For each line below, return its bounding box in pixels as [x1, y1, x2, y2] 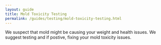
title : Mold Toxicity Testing [5, 12, 67, 16]
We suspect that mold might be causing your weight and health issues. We [5, 30, 156, 35]
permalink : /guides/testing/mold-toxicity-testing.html [5, 16, 122, 21]
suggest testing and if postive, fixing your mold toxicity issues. [5, 34, 132, 40]
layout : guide [5, 7, 34, 12]
